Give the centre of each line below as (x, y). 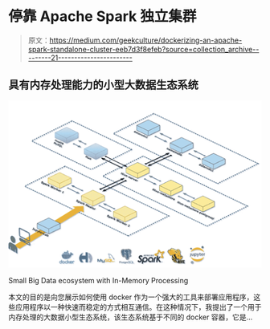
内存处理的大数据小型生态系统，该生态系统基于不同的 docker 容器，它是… (131, 317)
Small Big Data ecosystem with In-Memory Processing (98, 280)
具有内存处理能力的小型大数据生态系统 (103, 85)
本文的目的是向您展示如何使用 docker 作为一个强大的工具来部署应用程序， (131, 297)
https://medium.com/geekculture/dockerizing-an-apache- (146, 40)
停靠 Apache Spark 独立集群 (102, 16)
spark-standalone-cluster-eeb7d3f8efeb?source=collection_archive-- (143, 49)
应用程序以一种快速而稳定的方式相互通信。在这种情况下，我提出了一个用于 (138, 307)
